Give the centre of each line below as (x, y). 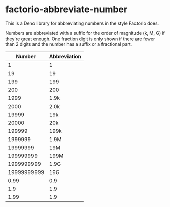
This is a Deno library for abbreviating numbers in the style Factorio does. (82, 23)
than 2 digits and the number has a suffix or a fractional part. (69, 44)
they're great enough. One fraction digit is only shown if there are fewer (80, 39)
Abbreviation (65, 56)
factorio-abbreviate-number (66, 9)
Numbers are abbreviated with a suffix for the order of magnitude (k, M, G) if (85, 33)
